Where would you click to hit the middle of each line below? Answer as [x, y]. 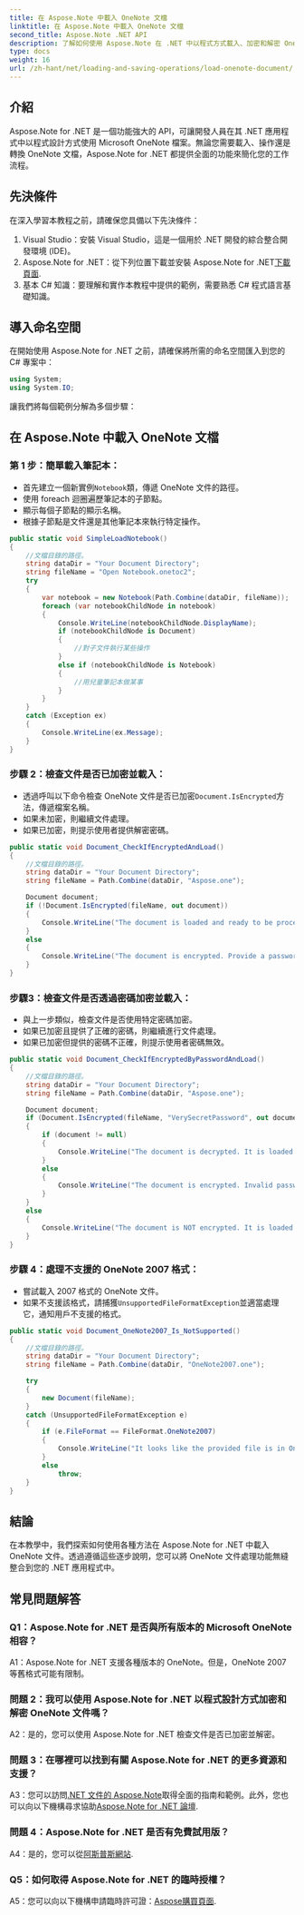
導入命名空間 [45, 327]
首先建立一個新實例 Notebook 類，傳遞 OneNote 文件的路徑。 [133, 487]
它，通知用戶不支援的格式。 [74, 1313]
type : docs [30, 52]
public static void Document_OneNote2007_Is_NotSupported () [125, 1331]
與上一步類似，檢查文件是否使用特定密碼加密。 [109, 1020]
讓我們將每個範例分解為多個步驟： [73, 407]
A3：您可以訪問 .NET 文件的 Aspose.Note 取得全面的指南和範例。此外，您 [145, 1795]
